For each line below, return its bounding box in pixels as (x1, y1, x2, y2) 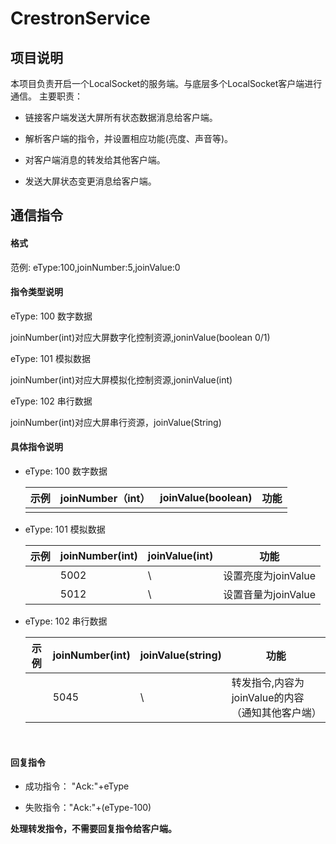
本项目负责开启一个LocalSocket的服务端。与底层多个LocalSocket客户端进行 (10, 78, 323, 89)
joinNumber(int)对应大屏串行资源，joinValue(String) (10, 416, 222, 428)
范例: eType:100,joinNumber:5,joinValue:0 (10, 261, 181, 273)
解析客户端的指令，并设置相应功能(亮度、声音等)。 (24, 133, 234, 144)
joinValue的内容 (231, 691, 305, 704)
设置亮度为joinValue (223, 569, 317, 582)
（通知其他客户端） (231, 706, 322, 719)
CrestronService (10, 7, 151, 30)
